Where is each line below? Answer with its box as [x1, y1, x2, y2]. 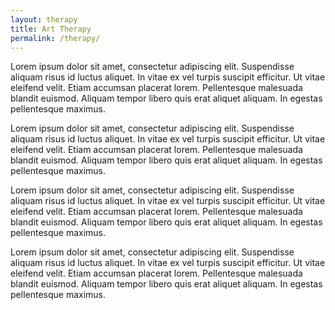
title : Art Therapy [10, 24, 92, 34]
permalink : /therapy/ [10, 33, 101, 43]
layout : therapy [10, 14, 78, 25]
